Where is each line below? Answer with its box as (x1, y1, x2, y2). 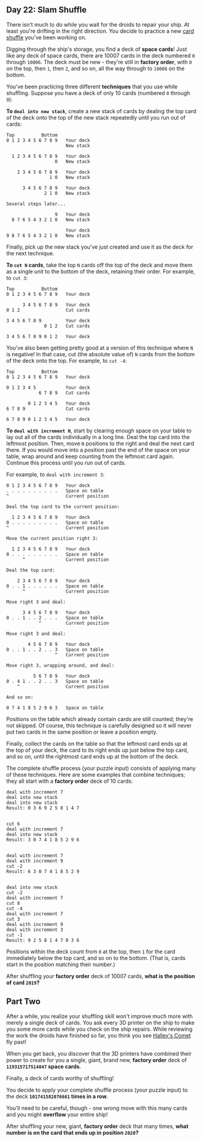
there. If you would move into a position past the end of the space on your (6, 446, 190, 453)
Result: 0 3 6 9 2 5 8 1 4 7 (6, 804, 80, 811)
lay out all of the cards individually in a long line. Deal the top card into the (6, 433, 190, 440)
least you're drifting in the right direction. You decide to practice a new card (6, 27, 194, 34)
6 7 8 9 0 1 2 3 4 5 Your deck (6, 416, 90, 422)
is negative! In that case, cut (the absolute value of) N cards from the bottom (6, 350, 195, 357)
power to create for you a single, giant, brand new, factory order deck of (6, 1056, 187, 1063)
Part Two (6, 996, 41, 1007)
